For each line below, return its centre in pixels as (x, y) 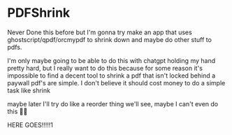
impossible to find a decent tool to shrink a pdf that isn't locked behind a (111, 76)
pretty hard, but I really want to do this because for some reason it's (105, 68)
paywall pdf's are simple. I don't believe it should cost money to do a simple (116, 83)
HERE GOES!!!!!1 (30, 125)
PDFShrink (39, 13)
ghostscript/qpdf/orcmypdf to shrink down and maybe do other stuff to (109, 39)
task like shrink (29, 90)
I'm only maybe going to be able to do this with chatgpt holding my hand (111, 60)
